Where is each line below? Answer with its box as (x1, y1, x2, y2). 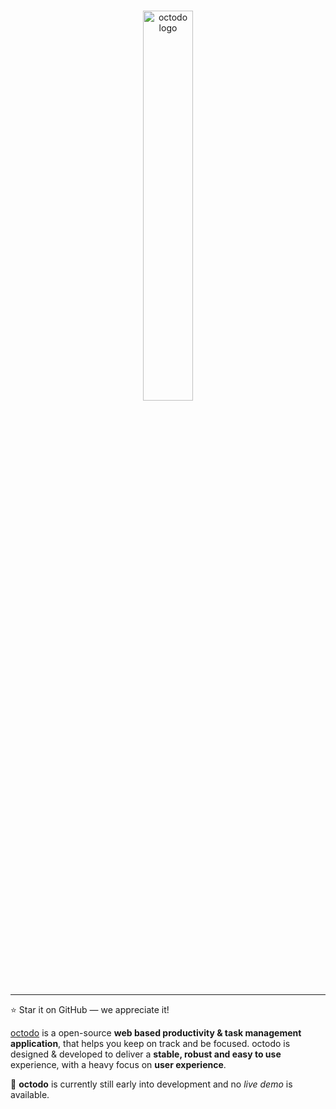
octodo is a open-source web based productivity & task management (10, 1027, 302, 1039)
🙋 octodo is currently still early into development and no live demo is (10, 1078, 293, 1090)
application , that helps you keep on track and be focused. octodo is (10, 1038, 291, 1049)
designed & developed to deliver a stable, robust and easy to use (10, 1048, 282, 1060)
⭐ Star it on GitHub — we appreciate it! (10, 1004, 170, 1015)
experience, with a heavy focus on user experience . (10, 1059, 227, 1070)
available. (10, 1089, 50, 1100)
